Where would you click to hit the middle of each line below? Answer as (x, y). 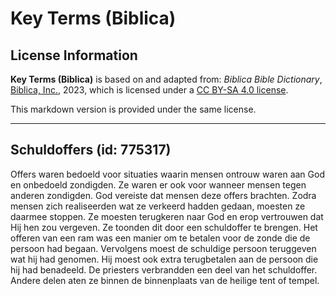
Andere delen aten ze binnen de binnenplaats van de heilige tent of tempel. (165, 280)
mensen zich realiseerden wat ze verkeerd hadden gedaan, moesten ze (158, 206)
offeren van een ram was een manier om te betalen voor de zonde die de (160, 238)
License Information (74, 55)
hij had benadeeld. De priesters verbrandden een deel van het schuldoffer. (164, 269)
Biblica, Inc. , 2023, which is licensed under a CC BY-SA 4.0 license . (149, 90)
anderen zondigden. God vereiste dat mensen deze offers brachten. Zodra (163, 195)
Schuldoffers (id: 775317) (91, 150)
